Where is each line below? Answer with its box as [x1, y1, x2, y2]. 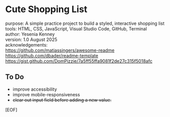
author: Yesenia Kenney [5, 31, 55, 37]
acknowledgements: [5, 42, 48, 48]
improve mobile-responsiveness [12, 91, 80, 97]
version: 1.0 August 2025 [5, 36, 57, 43]
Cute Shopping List [5, 4, 88, 15]
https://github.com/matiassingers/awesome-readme [5, 47, 115, 53]
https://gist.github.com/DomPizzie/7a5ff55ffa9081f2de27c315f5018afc [5, 58, 153, 64]
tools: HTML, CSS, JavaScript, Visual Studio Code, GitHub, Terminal [5, 25, 147, 31]
